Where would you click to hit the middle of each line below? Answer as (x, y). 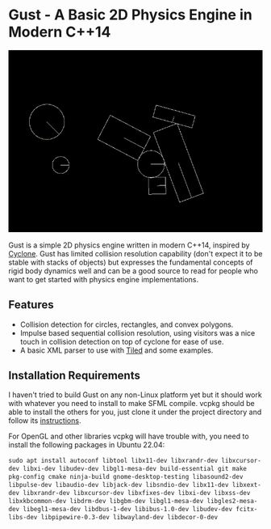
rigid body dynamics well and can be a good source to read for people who (133, 271)
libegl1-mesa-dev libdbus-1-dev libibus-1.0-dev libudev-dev (127, 510)
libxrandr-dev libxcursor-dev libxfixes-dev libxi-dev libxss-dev (137, 493)
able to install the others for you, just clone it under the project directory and (135, 412)
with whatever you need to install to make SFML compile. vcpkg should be (132, 404)
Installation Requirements (75, 376)
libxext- (247, 485)
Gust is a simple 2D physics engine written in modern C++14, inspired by (129, 245)
